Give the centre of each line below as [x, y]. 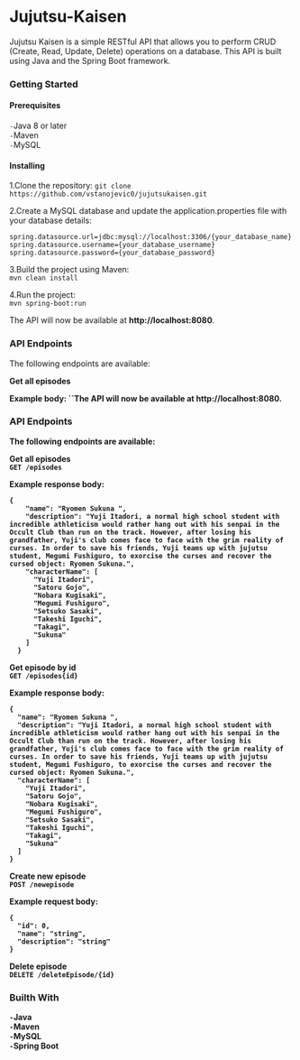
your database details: [50, 221]
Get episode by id [43, 667]
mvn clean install [44, 278]
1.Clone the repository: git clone [71, 186]
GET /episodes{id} [44, 676]
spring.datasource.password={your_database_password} [113, 253]
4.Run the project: [43, 295]
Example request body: [54, 901]
